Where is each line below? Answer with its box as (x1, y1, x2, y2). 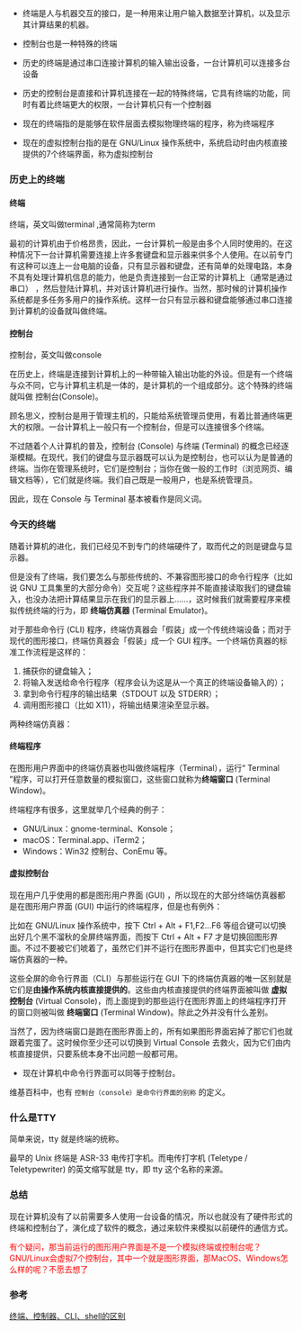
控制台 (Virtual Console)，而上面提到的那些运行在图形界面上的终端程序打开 (9, 996, 287, 1007)
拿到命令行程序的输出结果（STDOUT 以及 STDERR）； (22, 688, 221, 699)
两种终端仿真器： (9, 719, 73, 729)
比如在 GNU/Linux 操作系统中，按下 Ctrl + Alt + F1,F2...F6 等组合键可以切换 (9, 920, 287, 931)
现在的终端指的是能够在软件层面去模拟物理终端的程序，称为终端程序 (22, 118, 275, 129)
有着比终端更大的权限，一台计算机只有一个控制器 (30, 99, 212, 110)
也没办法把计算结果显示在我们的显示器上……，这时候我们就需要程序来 (24, 593, 283, 604)
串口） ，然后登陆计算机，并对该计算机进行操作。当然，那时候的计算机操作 (9, 283, 288, 294)
